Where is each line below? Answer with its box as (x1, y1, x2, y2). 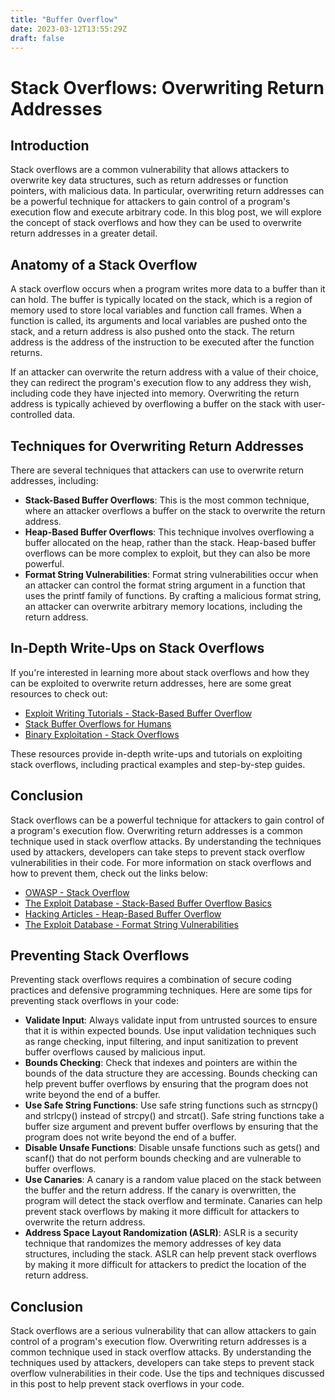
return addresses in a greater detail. (10, 227, 158, 240)
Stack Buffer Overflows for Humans (24, 717, 172, 730)
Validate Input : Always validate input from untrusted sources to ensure (24, 1014, 318, 1026)
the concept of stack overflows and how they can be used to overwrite (10, 217, 302, 229)
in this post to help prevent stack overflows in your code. (10, 1378, 245, 1390)
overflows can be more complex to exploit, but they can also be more (24, 547, 311, 559)
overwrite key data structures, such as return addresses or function (10, 174, 289, 186)
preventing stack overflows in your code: (10, 995, 179, 1007)
